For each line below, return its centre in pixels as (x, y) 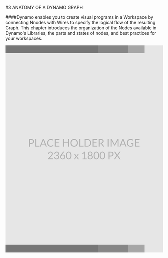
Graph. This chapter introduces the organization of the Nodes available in (81, 28)
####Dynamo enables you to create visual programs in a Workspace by (79, 17)
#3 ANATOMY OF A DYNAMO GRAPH (44, 7)
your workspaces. (24, 38)
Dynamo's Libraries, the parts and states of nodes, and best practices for (81, 33)
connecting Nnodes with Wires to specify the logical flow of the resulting (80, 22)
